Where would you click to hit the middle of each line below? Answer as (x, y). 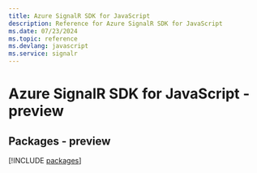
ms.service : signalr (43, 54)
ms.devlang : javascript (49, 46)
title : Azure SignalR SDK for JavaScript (79, 16)
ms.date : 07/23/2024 (43, 31)
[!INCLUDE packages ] (45, 160)
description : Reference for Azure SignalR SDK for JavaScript (116, 24)
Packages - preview (60, 141)
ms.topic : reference (43, 39)
